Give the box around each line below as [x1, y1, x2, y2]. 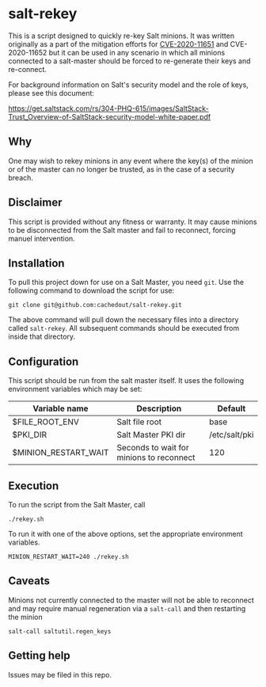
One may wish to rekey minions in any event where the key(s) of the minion [8, 156, 253, 165]
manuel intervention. [8, 233, 75, 243]
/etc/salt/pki [208, 429, 254, 440]
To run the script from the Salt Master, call [8, 500, 146, 509]
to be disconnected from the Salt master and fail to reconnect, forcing [8, 225, 236, 234]
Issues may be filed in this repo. [8, 670, 112, 679]
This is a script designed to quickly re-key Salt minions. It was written [8, 31, 235, 40]
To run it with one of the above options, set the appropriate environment [8, 529, 243, 538]
